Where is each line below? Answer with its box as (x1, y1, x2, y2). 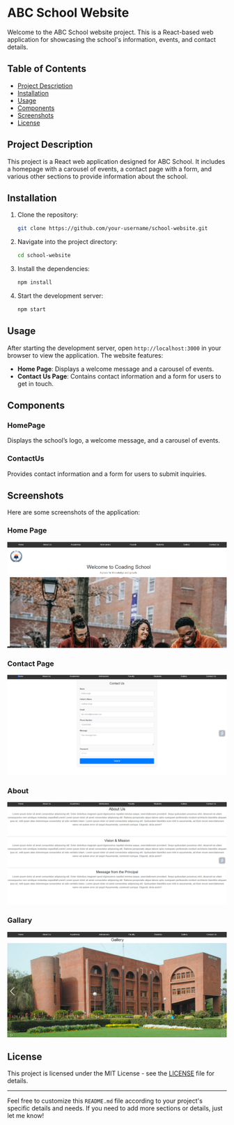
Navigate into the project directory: (17, 238, 118, 246)
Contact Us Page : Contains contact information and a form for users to (17, 372, 221, 381)
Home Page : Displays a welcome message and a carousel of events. (17, 365, 214, 373)
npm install (17, 279, 52, 286)
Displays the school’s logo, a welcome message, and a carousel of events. (7, 436, 221, 445)
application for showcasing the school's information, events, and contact (7, 35, 216, 43)
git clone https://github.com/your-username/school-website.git (17, 225, 208, 232)
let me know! (7, 1112, 45, 1120)
